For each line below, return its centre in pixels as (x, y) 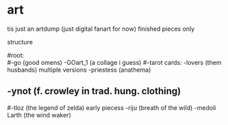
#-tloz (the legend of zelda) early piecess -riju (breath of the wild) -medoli (112, 107)
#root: (16, 55)
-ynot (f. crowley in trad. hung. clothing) (94, 91)
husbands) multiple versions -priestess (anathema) (79, 70)
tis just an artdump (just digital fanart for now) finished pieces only (101, 29)
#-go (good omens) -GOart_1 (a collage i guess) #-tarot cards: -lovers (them (114, 62)
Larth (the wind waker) (39, 115)
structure (20, 42)
